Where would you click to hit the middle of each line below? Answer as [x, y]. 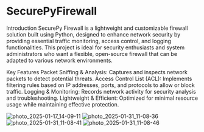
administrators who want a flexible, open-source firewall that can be [92, 54]
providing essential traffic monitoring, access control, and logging [89, 41]
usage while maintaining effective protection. [63, 104]
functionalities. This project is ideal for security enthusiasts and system [95, 47]
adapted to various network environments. [59, 60]
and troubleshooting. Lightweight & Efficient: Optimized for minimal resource [102, 98]
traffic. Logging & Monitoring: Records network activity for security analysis [101, 91]
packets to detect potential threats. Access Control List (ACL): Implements [99, 78]
